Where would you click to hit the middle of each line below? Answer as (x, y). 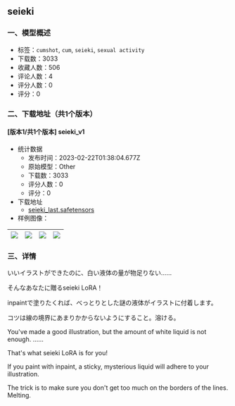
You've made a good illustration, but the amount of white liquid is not (107, 332)
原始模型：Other (52, 166)
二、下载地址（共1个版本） (52, 113)
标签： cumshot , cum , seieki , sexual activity (81, 49)
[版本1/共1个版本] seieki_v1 (46, 132)
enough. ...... (26, 339)
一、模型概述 (29, 33)
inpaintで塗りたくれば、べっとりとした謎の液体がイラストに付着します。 (112, 303)
